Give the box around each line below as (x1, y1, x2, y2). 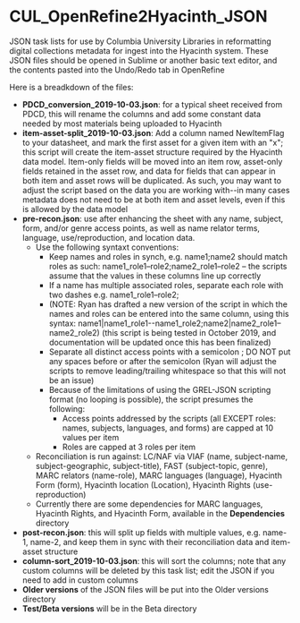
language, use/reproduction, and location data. (21, 232, 196, 243)
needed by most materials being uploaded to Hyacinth (21, 118, 222, 129)
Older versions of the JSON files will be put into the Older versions (21, 584, 270, 594)
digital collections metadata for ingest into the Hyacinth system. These (9, 45, 270, 55)
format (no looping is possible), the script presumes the (48, 394, 254, 405)
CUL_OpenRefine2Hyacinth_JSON (9, 6, 268, 27)
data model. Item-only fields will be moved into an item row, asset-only (21, 156, 283, 166)
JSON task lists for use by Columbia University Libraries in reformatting (9, 36, 272, 47)
